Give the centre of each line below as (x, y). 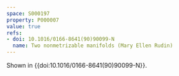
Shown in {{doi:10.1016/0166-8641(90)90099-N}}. (77, 65)
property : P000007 (33, 20)
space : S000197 (28, 13)
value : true (23, 26)
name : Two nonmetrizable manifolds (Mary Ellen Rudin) (93, 46)
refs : (14, 33)
